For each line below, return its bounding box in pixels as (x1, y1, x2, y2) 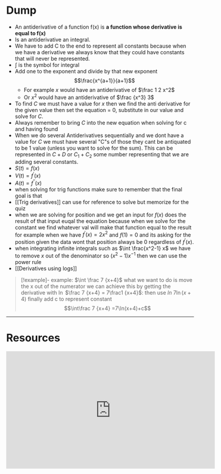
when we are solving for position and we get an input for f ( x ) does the (14, 211, 186, 218)
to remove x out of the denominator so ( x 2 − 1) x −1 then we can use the (14, 251, 187, 259)
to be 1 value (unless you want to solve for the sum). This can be (14, 144, 173, 151)
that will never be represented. (14, 55, 91, 62)
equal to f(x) (14, 29, 46, 36)
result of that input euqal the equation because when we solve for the (14, 217, 186, 224)
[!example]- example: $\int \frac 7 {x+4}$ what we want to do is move (20, 276, 192, 283)
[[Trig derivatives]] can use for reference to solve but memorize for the (14, 198, 189, 206)
